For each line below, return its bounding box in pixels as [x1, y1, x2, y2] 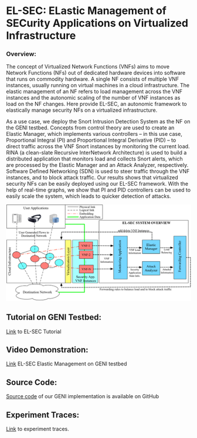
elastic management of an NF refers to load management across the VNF [6, 88, 183, 95]
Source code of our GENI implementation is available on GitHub [6, 393, 159, 400]
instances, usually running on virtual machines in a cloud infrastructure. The [6, 82, 190, 89]
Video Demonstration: [6, 345, 89, 355]
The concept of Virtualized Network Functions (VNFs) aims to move [6, 63, 170, 70]
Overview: [6, 50, 36, 58]
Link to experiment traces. [6, 426, 69, 433]
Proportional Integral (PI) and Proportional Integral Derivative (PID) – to [6, 136, 176, 144]
